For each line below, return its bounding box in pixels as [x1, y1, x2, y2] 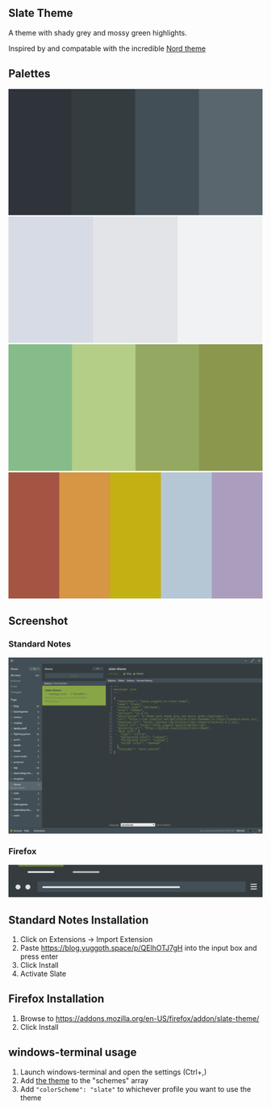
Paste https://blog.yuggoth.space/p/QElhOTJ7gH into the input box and [19, 944, 257, 953]
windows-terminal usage [8, 1045, 137, 1060]
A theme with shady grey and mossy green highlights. [8, 27, 188, 37]
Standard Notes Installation [8, 913, 149, 927]
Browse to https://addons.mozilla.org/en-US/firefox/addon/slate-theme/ [19, 1013, 260, 1023]
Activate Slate [19, 969, 67, 979]
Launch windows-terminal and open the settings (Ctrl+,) [19, 1067, 207, 1077]
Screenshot [8, 614, 69, 628]
